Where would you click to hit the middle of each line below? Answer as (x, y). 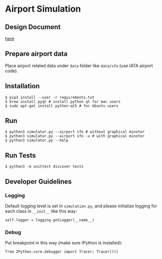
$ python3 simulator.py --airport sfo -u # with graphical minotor (75, 136)
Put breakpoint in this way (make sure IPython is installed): (64, 243)
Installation (22, 86)
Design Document (33, 27)
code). (12, 71)
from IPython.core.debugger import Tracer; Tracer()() (62, 252)
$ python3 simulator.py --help (37, 140)
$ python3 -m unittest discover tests (44, 166)
